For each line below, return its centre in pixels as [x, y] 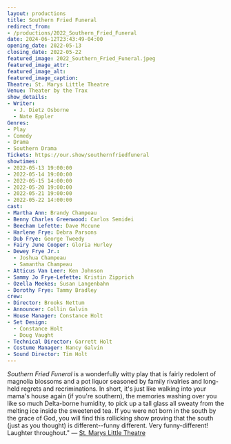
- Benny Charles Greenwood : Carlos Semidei [71, 219]
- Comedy [20, 136]
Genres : [18, 123]
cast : [15, 207]
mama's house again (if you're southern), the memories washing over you [112, 396]
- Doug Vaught [33, 335]
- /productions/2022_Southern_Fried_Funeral [72, 33]
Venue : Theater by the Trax [48, 91]
